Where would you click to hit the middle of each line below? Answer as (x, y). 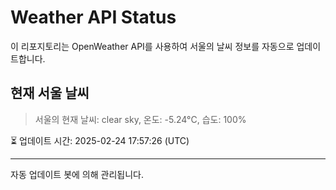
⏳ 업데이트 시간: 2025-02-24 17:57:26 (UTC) (100, 140)
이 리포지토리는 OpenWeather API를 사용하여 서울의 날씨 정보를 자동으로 (152, 46)
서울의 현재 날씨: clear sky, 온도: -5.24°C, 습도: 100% (140, 119)
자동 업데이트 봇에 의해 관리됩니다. (77, 174)
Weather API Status (93, 17)
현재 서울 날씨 (50, 93)
